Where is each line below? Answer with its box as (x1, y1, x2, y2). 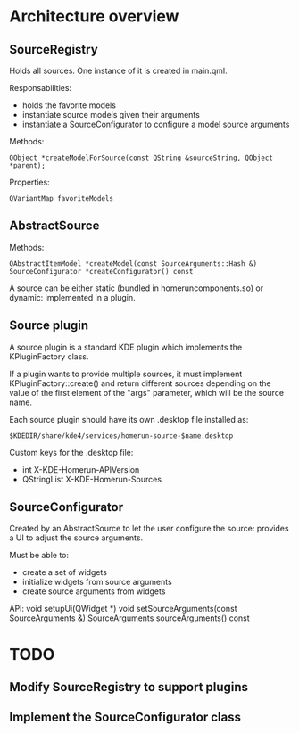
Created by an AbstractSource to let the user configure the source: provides (9, 523, 289, 534)
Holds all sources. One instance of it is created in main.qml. (9, 65, 228, 76)
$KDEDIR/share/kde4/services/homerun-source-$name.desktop (9, 431, 234, 441)
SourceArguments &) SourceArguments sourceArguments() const (9, 613, 250, 623)
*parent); (9, 161, 46, 170)
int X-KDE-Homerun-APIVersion (21, 464, 140, 474)
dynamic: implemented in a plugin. (9, 292, 136, 302)
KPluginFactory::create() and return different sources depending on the (9, 377, 271, 389)
